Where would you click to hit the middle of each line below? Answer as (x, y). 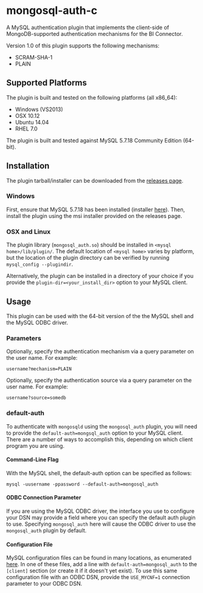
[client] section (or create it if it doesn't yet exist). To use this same (92, 571)
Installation (28, 166)
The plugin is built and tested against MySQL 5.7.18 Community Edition (94, 140)
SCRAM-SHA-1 (34, 57)
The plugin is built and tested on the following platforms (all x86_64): (92, 97)
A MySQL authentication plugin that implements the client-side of (88, 27)
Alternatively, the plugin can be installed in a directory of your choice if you (100, 276)
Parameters (24, 338)
